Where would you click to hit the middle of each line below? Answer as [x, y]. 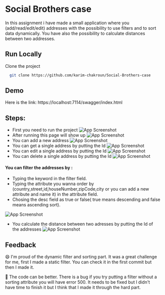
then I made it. [20, 267]
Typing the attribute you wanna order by [53, 184]
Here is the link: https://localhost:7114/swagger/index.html [64, 102]
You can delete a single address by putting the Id [62, 156]
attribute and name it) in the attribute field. [55, 195]
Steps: [15, 118]
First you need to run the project [45, 130]
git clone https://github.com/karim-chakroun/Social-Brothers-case [80, 75]
